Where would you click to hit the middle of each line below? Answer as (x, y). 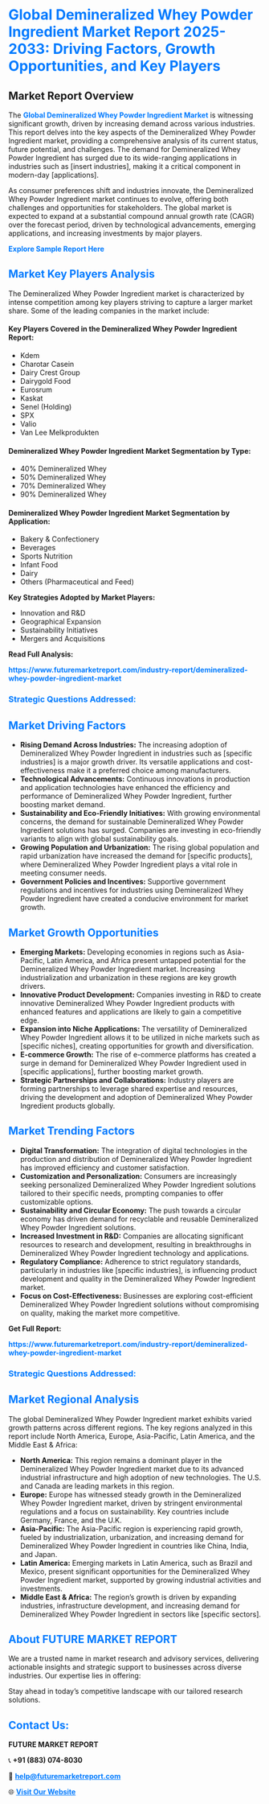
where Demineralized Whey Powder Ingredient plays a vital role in (129, 865)
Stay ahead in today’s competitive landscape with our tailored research (126, 1691)
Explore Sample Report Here (56, 249)
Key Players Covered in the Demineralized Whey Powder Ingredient (123, 329)
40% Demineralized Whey (63, 469)
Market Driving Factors (67, 725)
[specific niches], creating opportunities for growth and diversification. (137, 1046)
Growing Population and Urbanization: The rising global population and (139, 847)
